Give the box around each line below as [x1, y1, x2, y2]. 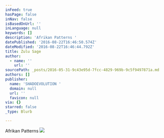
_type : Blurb [5, 109, 32, 115]
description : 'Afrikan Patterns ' [5, 35, 77, 40]
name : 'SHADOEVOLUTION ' [9, 81, 61, 86]
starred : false [5, 105, 37, 110]
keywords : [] [5, 30, 32, 35]
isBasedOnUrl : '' [5, 21, 41, 26]
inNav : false [5, 16, 32, 21]
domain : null [9, 86, 37, 91]
